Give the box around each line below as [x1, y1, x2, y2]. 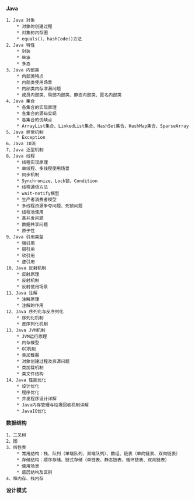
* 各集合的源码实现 [16, 111, 57, 117]
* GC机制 [16, 346, 36, 352]
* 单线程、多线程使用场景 [16, 166, 70, 172]
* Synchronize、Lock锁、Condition [16, 178, 98, 184]
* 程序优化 [16, 389, 40, 395]
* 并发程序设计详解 [16, 396, 57, 402]
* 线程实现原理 [16, 159, 48, 165]
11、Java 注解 [6, 290, 38, 296]
